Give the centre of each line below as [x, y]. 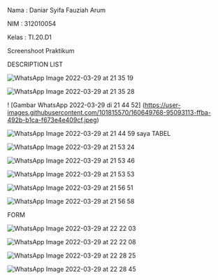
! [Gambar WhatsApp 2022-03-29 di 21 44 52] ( [76, 105]
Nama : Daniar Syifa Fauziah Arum [57, 10]
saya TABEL [154, 133]
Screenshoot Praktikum [41, 51]
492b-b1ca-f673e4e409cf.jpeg [52, 120]
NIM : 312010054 [32, 23]
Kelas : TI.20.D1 [30, 37]
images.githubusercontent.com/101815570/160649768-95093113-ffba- [109, 112]
